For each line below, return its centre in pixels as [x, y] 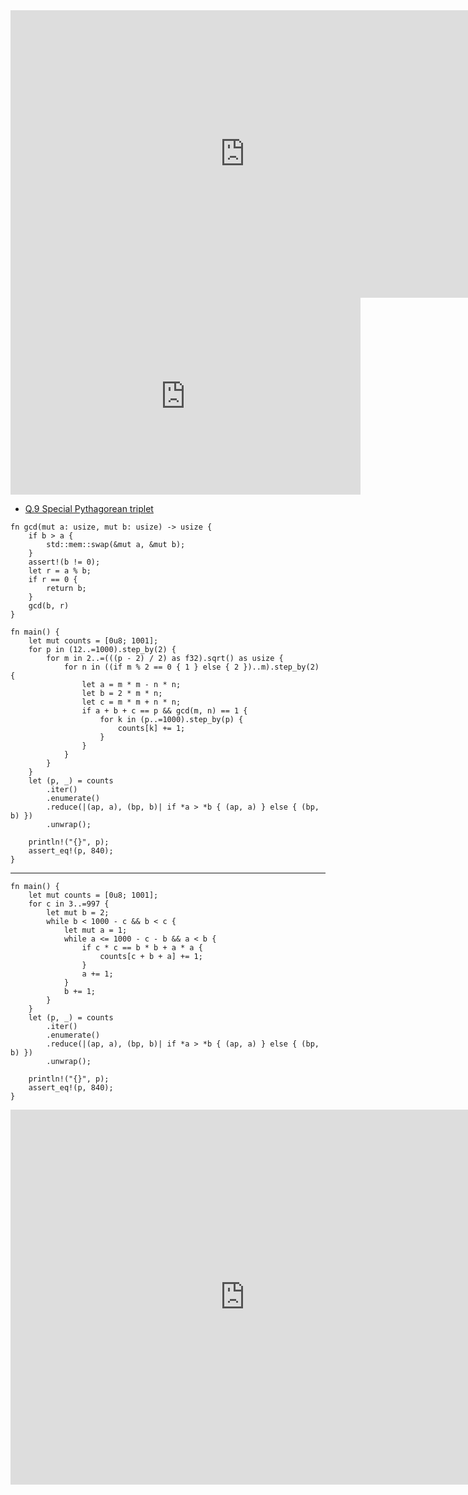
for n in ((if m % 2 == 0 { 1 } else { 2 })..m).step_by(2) [191, 667]
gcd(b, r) [49, 606]
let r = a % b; [60, 571]
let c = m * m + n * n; [131, 702]
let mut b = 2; [78, 913]
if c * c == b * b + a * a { [142, 948]
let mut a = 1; [95, 930]
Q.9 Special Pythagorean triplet [89, 508]
